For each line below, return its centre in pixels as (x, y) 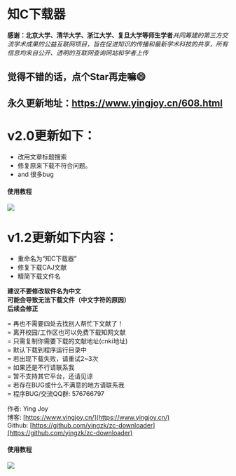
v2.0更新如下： (51, 136)
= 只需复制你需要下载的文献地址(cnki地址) (68, 341)
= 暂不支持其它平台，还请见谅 (50, 376)
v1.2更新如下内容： (62, 238)
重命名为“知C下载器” (47, 258)
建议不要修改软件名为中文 (44, 291)
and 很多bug (35, 174)
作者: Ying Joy (28, 409)
